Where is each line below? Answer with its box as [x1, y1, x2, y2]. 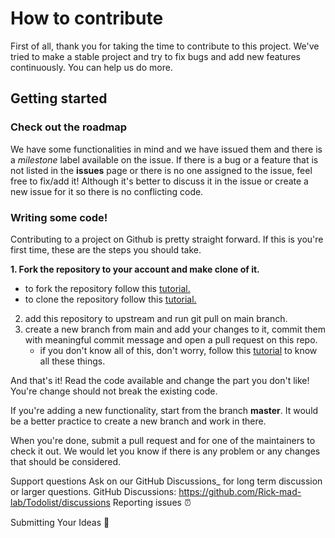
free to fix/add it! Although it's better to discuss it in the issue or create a [10, 175, 309, 187]
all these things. [39, 355, 106, 367]
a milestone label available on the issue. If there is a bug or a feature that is [10, 153, 319, 166]
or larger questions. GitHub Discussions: [10, 485, 177, 497]
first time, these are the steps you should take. [10, 243, 202, 256]
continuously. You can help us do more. [10, 61, 173, 73]
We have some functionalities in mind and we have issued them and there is [10, 143, 323, 155]
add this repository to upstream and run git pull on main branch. [24, 312, 288, 324]
